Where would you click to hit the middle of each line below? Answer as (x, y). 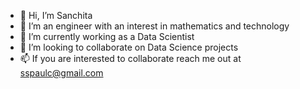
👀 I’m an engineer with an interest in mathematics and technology (154, 26)
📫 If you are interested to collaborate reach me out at (130, 58)
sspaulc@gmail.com (61, 73)
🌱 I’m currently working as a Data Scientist (107, 36)
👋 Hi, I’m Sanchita (56, 15)
